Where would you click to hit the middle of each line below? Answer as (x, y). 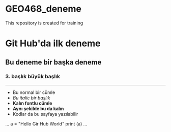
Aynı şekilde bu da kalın (38, 108)
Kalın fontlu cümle (32, 103)
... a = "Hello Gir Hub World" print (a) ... (46, 124)
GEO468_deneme (43, 9)
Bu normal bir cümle (34, 92)
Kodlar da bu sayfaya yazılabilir (45, 114)
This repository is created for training (44, 23)
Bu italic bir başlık (31, 97)
